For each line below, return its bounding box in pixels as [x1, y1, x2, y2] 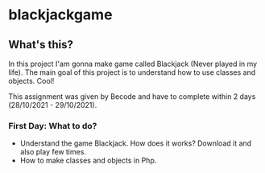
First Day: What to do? [8, 120, 97, 131]
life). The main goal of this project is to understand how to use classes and [8, 68, 256, 77]
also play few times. [19, 147, 87, 157]
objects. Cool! [8, 76, 55, 85]
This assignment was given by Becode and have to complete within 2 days [8, 92, 256, 101]
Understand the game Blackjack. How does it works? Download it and [19, 138, 252, 148]
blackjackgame [8, 6, 113, 24]
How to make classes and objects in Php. [19, 155, 157, 166]
